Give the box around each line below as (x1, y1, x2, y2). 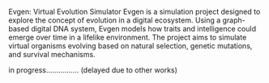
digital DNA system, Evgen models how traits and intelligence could (31, 24, 257, 33)
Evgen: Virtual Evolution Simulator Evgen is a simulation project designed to (8, 7, 261, 16)
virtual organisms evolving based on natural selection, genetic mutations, (8, 41, 253, 51)
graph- (222, 15, 246, 25)
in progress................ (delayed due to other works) (8, 65, 178, 75)
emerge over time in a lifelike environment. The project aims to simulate (8, 32, 247, 42)
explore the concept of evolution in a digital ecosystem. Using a (8, 15, 221, 25)
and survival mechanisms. (8, 50, 96, 59)
